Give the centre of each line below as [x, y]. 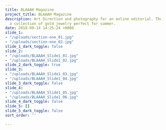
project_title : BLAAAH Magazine [38, 14]
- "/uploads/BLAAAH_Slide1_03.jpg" [42, 74]
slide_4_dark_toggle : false [34, 102]
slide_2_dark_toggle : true [33, 65]
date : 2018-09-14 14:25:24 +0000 [40, 28]
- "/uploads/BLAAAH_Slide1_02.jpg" [42, 60]
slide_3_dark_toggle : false [34, 83]
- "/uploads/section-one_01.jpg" [40, 38]
